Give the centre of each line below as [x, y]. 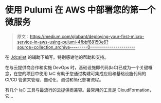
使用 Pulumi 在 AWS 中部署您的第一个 [80, 10]
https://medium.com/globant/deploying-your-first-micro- [87, 36]
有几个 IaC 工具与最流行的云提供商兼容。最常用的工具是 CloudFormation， [80, 90]
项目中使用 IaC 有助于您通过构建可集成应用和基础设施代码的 [86, 73]
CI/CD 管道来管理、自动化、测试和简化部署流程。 [54, 79]
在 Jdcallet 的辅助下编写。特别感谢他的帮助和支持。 [57, 57]
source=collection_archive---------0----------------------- [76, 47]
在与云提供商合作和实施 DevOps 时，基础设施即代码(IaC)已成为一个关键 [77, 67]
